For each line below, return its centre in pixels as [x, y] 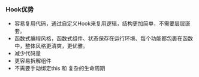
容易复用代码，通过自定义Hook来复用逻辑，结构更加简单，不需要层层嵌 [102, 24]
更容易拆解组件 [33, 61]
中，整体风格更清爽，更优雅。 [51, 46]
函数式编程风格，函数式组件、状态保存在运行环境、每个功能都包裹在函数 [103, 38]
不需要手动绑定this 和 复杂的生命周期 [60, 68]
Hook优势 [20, 9]
